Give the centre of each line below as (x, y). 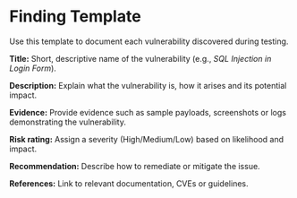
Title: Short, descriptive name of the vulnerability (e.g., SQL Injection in (140, 58)
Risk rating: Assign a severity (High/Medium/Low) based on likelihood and (147, 139)
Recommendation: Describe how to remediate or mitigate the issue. (135, 166)
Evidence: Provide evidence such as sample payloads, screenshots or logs (148, 112)
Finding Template (75, 17)
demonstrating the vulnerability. (68, 122)
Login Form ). (33, 68)
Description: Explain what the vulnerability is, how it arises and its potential (148, 85)
